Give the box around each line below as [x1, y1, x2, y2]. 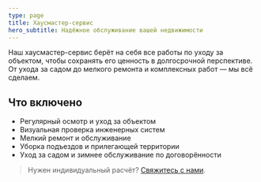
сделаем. [8, 72, 40, 83]
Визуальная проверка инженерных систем [19, 125, 165, 135]
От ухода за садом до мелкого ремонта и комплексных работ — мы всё [8, 65, 253, 74]
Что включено [8, 95, 83, 109]
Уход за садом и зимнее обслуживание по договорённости [19, 150, 221, 160]
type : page [8, 11, 44, 20]
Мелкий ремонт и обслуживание [19, 133, 132, 143]
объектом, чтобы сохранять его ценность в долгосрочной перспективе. [8, 56, 253, 65]
